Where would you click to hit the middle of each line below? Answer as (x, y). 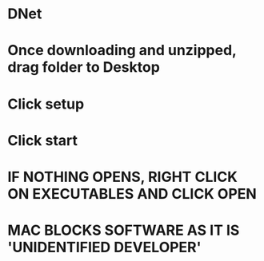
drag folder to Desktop (84, 67)
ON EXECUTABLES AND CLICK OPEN (132, 194)
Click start (42, 140)
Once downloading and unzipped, (122, 51)
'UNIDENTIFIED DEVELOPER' (104, 247)
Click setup (46, 104)
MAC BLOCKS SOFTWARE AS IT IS (124, 230)
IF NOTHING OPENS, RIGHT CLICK (122, 177)
